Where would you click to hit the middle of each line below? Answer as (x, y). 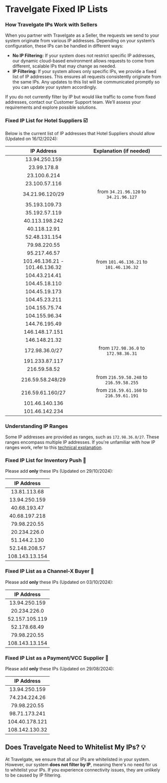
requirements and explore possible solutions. (51, 107)
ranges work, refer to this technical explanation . (54, 447)
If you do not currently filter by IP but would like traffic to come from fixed (81, 97)
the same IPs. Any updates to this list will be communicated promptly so (86, 82)
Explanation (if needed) (122, 151)
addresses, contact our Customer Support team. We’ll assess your (73, 102)
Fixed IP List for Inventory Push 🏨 (46, 460)
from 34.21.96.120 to (122, 191)
